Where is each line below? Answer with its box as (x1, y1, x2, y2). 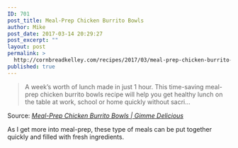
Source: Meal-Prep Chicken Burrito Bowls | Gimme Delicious (7, 111, 184, 120)
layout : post (7, 43, 46, 50)
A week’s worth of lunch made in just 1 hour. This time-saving (24, 82, 204, 91)
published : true (7, 63, 55, 70)
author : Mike (7, 23, 46, 30)
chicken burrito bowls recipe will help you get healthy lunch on (40, 90, 223, 98)
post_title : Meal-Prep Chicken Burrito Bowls (7, 17, 144, 24)
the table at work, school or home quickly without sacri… (24, 97, 191, 106)
